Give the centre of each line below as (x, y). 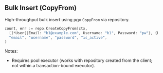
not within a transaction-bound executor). (53, 66)
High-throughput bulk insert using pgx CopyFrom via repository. (67, 19)
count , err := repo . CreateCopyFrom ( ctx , (46, 29)
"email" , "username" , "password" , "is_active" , (58, 37)
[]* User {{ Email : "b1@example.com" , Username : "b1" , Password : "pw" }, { (83, 33)
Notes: (11, 51)
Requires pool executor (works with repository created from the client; (82, 60)
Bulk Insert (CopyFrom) (41, 8)
